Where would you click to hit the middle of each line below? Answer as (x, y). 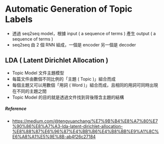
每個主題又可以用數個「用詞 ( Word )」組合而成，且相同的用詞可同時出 (83, 85)
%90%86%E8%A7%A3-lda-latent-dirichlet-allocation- (67, 126)
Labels (19, 19)
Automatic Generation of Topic (69, 9)
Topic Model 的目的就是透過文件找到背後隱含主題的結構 (68, 97)
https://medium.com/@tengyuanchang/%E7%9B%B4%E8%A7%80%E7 (85, 121)
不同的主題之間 (31, 91)
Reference (16, 109)
